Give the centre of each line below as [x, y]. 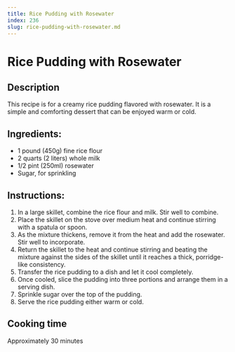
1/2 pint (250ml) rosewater [56, 166]
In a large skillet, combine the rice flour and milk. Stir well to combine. [118, 212]
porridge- [209, 257]
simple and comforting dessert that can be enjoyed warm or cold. [102, 112]
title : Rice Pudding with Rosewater [61, 14]
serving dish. [36, 287]
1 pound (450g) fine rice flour [60, 151]
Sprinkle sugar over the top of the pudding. [80, 294]
